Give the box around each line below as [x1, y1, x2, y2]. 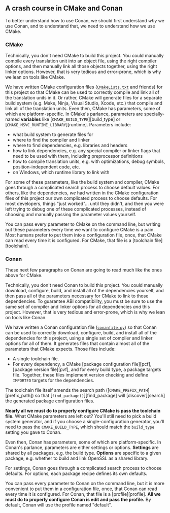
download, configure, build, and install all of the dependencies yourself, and [5, 288, 164, 294]
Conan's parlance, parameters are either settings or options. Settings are [5, 444, 159, 451]
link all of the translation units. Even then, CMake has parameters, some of [5, 106, 161, 112]
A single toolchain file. [12, 356, 59, 362]
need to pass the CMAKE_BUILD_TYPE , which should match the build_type [5, 424, 155, 430]
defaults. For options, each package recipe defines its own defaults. [5, 470, 148, 476]
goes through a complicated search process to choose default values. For [5, 185, 160, 191]
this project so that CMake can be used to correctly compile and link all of [5, 89, 160, 95]
